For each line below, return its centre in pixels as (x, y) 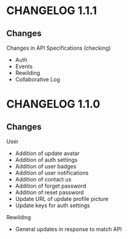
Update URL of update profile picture (62, 199)
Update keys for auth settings (52, 205)
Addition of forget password (51, 186)
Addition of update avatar (47, 153)
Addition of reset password (49, 192)
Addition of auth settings (46, 160)
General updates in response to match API (69, 229)
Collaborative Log (37, 79)
